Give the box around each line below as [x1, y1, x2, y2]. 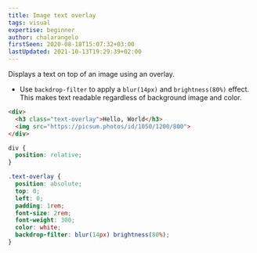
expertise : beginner [8, 26, 76, 34]
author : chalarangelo [8, 33, 79, 42]
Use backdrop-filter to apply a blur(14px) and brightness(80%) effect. [19, 85, 249, 94]
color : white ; [15, 224, 61, 232]
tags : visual [8, 19, 51, 27]
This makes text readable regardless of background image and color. [19, 93, 242, 102]
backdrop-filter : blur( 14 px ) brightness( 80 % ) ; [15, 231, 170, 239]
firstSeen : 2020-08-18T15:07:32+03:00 [8, 41, 135, 49]
